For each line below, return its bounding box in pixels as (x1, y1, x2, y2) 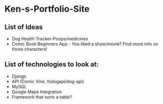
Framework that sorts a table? (11, 94, 72, 100)
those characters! (11, 46, 47, 52)
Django (11, 73, 26, 79)
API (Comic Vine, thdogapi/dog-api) (11, 78, 84, 84)
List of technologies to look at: (4, 60, 99, 69)
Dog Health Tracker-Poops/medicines (11, 36, 89, 42)
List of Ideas (4, 23, 43, 31)
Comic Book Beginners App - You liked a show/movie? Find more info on (11, 41, 159, 47)
